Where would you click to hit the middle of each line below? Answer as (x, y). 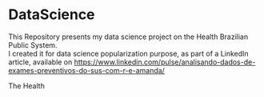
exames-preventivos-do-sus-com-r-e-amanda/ (87, 70)
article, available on (40, 62)
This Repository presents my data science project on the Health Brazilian (128, 37)
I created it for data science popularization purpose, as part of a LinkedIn (129, 53)
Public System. (33, 45)
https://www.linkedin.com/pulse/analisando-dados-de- (165, 62)
